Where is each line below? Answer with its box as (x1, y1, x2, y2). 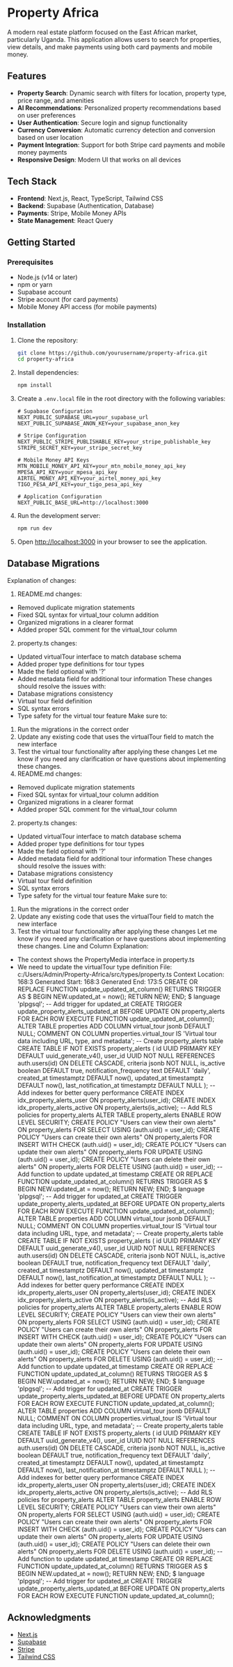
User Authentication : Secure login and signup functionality (17, 118, 188, 127)
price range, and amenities (17, 96, 95, 104)
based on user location (17, 133, 83, 141)
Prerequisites (7, 257, 54, 267)
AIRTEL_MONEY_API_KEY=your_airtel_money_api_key (17, 475, 161, 482)
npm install (17, 382, 52, 389)
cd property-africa (17, 356, 74, 363)
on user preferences (17, 111, 77, 119)
